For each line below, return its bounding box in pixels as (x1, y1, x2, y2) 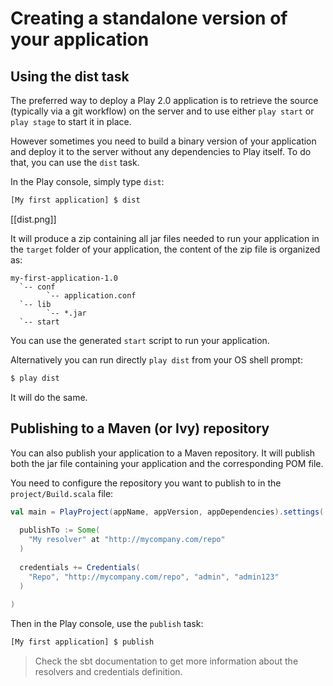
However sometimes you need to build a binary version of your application (10, 135, 317, 147)
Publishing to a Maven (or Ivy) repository (10, 420, 270, 437)
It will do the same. (10, 391, 88, 403)
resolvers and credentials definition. (34, 666, 183, 678)
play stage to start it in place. (10, 116, 132, 127)
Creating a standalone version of (10, 7, 288, 30)
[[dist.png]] (10, 213, 57, 225)
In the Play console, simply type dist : (10, 176, 165, 187)
